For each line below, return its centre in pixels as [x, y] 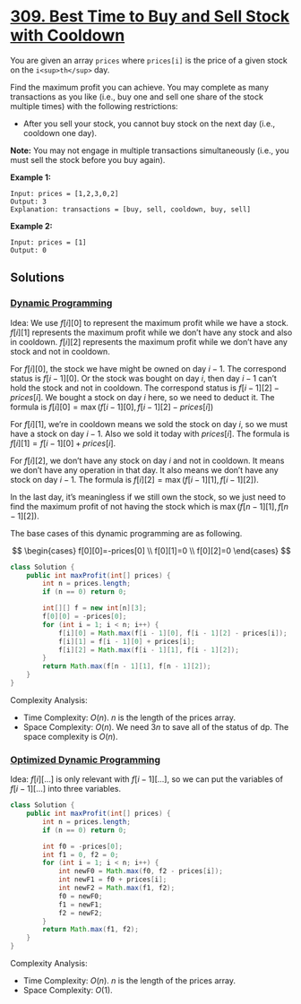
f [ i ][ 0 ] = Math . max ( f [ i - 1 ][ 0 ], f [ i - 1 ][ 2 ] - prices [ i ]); [172, 633]
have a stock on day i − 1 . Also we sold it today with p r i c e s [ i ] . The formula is [150, 433]
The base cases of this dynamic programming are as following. [126, 533]
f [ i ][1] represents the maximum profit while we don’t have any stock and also [151, 332]
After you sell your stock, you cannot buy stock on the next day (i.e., [149, 124]
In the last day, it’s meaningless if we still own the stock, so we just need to [148, 497]
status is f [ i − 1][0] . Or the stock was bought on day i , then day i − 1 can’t [143, 378]
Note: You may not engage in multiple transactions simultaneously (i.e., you [150, 150]
